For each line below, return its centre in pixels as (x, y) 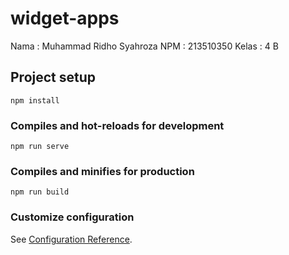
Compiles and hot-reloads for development (117, 125)
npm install (35, 100)
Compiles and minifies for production (102, 171)
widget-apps (65, 18)
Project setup (53, 77)
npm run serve (40, 147)
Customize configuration (72, 217)
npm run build (40, 192)
